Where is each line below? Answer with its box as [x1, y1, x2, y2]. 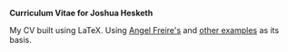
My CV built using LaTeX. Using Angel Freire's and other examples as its [9, 25, 280, 35]
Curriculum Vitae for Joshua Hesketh [9, 8, 154, 18]
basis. [9, 35, 32, 45]
